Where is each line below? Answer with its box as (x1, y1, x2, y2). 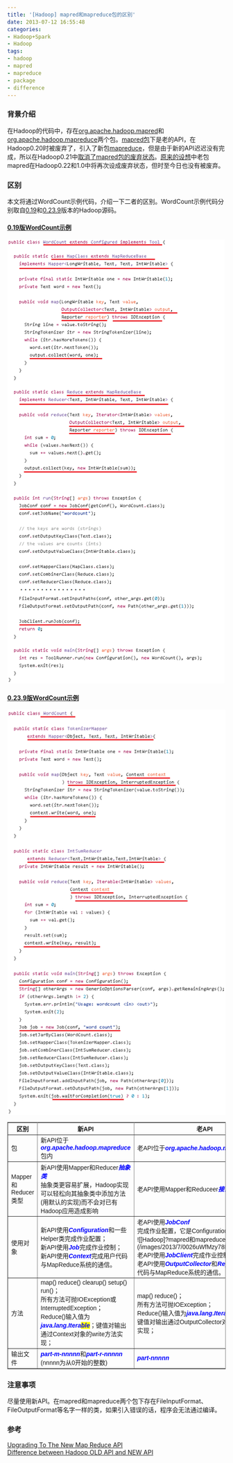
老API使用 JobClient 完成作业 (137, 1251, 217, 1259)
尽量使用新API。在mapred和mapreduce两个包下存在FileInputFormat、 (7, 1397, 207, 1405)
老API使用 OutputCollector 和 (137, 1260, 218, 1267)
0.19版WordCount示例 (7, 223, 71, 232)
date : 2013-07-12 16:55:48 (7, 18, 85, 26)
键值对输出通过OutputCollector (137, 1318, 222, 1326)
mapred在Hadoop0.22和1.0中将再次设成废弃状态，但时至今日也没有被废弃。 (7, 161, 225, 169)
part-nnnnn (137, 1354, 170, 1362)
